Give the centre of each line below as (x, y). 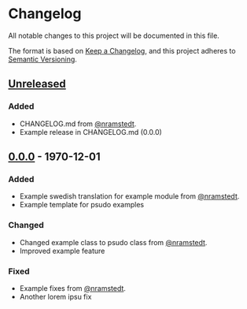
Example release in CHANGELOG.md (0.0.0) (91, 132)
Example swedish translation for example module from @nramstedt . (129, 196)
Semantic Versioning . (42, 59)
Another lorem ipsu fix (55, 296)
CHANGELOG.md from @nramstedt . (78, 124)
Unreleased (37, 84)
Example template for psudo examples (81, 205)
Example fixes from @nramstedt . (72, 288)
